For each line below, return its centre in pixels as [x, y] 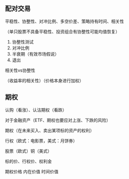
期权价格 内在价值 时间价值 [32, 171]
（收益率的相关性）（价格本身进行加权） [44, 80]
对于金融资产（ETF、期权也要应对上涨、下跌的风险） [58, 120]
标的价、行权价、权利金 [28, 161]
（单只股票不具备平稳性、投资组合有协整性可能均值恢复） [62, 31]
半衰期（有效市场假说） [35, 54]
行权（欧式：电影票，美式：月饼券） [41, 141]
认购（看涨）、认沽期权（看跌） [36, 110]
